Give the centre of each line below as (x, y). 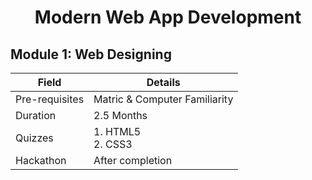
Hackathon (41, 160)
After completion (133, 160)
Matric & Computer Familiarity (163, 99)
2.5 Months (120, 115)
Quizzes (34, 138)
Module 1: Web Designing (91, 54)
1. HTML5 (117, 131)
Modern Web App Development (168, 17)
